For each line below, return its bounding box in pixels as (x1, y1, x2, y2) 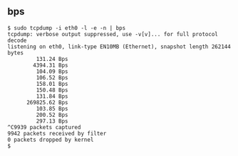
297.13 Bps (36, 117, 69, 125)
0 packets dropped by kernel (7, 136, 94, 143)
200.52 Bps (36, 111, 69, 118)
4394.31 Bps (33, 62, 69, 69)
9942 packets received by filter (7, 130, 107, 137)
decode (7, 37, 27, 44)
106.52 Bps (36, 74, 69, 81)
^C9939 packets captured (7, 123, 81, 130)
